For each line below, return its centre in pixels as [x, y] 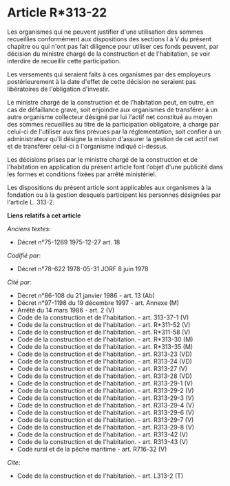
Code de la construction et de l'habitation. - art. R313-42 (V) [102, 434]
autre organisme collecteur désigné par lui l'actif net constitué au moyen [110, 117]
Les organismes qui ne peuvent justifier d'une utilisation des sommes [105, 32]
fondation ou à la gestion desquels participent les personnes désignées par [114, 195]
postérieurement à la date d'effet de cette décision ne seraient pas [102, 81]
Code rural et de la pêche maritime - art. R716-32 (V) [92, 449]
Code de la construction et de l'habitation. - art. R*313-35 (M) [105, 346]
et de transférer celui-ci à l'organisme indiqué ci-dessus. [88, 146]
